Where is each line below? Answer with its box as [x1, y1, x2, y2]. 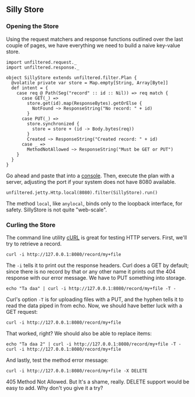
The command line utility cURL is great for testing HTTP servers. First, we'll [6, 234, 187, 241]
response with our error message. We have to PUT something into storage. [6, 274, 186, 281]
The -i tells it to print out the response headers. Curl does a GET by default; [6, 262, 189, 269]
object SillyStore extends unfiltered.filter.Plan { [6, 74, 137, 81]
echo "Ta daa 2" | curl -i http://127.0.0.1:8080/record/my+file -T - [6, 341, 182, 347]
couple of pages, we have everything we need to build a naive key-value [6, 42, 180, 49]
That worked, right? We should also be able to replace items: [6, 330, 152, 337]
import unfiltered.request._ [6, 59, 77, 65]
